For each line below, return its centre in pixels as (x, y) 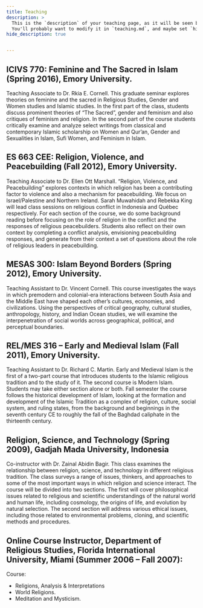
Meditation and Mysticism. (48, 599)
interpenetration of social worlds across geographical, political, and (90, 320)
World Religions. (35, 592)
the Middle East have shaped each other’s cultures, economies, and (91, 301)
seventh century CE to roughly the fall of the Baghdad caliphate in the (93, 415)
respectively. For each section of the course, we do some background (93, 213)
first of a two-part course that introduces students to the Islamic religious (97, 376)
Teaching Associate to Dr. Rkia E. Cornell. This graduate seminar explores (98, 93)
